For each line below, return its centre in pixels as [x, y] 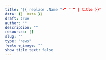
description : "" [21, 28]
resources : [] [20, 32]
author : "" [16, 23]
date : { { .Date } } [24, 14]
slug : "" [14, 37]
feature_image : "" [24, 45]
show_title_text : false [29, 50]
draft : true [17, 18]
